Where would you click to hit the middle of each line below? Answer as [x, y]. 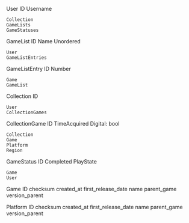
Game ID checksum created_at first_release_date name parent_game [91, 189]
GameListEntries [26, 58]
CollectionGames [26, 112]
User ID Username [29, 9]
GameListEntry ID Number [39, 69]
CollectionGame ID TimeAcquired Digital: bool [63, 124]
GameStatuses [23, 30]
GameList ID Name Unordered [44, 41]
